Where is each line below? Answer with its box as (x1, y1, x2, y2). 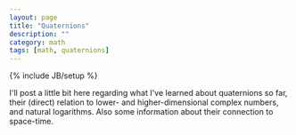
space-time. (9, 116, 53, 127)
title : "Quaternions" (9, 21, 90, 30)
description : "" (9, 29, 70, 38)
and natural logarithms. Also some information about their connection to (9, 107, 274, 117)
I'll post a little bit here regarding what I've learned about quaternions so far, (9, 88, 288, 99)
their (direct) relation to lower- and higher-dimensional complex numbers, (9, 97, 279, 107)
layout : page (9, 12, 58, 22)
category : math (9, 37, 66, 47)
